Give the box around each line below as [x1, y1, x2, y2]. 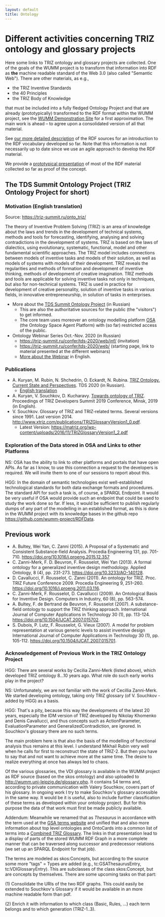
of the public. [19, 327, 47, 333]
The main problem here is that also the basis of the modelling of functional [5, 738, 156, 743]
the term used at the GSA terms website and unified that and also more [5, 819, 149, 826]
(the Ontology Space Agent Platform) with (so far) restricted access [19, 322, 157, 328]
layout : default [5, 7, 38, 12]
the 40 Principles [12, 90, 47, 96]
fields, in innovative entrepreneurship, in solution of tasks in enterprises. [5, 292, 152, 298]
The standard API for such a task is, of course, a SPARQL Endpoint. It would [5, 490, 159, 495]
